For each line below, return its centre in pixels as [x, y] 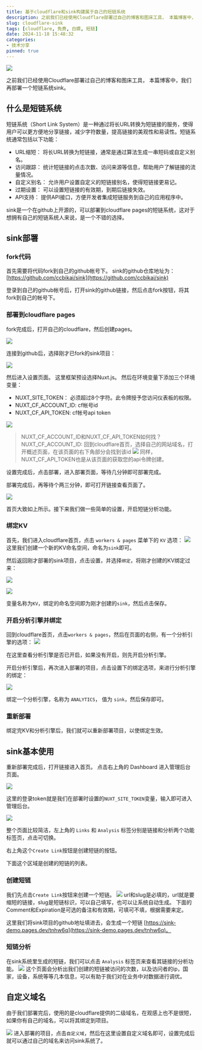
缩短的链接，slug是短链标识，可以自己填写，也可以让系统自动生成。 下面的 [99, 902]
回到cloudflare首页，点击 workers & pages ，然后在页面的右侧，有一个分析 [97, 635]
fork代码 [19, 256]
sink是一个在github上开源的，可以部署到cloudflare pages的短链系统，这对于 [101, 210]
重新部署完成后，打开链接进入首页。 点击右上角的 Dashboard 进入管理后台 [99, 767]
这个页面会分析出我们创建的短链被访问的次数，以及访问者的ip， [104, 969]
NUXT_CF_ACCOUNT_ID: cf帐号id [56, 405]
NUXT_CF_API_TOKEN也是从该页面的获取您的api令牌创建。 [94, 459]
